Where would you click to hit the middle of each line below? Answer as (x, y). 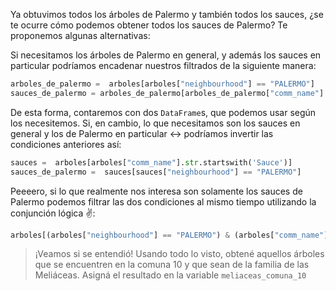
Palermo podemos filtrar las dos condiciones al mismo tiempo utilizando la (163, 201)
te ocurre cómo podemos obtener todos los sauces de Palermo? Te (149, 25)
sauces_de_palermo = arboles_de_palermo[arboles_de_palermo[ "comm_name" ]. (169, 93)
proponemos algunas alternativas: (80, 35)
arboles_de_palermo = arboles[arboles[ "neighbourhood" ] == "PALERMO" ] (162, 84)
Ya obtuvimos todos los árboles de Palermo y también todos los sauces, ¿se (167, 14)
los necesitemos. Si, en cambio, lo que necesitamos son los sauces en (155, 123)
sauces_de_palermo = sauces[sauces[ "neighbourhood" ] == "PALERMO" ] (156, 172)
